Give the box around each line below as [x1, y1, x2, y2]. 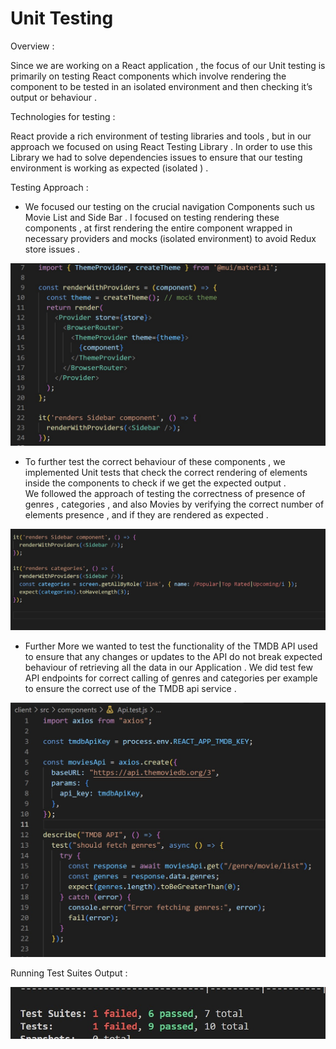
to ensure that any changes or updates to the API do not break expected [24, 651, 323, 663]
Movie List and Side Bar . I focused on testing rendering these [24, 211, 280, 223]
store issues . [24, 243, 81, 255]
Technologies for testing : [10, 110, 116, 122]
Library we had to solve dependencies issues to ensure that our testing [10, 151, 303, 163]
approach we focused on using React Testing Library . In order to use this [10, 140, 313, 152]
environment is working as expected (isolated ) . [10, 162, 209, 174]
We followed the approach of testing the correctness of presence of [24, 488, 306, 500]
